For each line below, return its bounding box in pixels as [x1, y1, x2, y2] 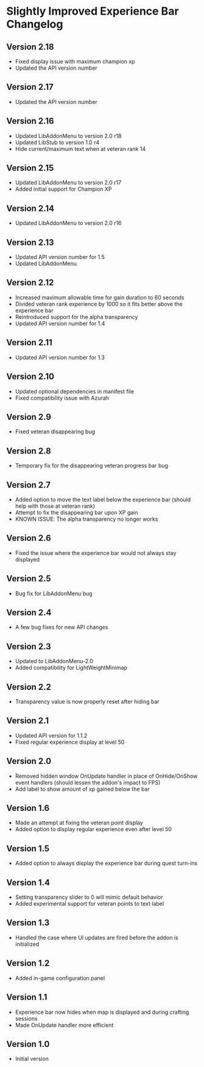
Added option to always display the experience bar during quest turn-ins [15, 860, 198, 867]
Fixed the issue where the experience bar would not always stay [15, 549, 177, 557]
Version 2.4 [6, 607, 52, 618]
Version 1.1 [6, 992, 47, 1003]
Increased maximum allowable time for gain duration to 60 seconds [15, 293, 185, 301]
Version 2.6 [6, 533, 52, 543]
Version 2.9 [6, 411, 52, 422]
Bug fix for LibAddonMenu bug [15, 590, 93, 597]
